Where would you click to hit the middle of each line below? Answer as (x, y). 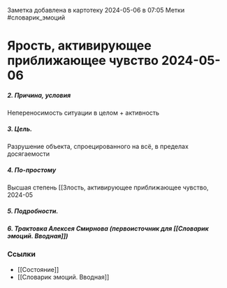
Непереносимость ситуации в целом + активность (83, 113)
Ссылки (22, 254)
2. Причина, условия (39, 95)
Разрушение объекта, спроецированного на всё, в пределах (98, 147)
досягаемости (29, 154)
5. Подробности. (33, 211)
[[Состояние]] (38, 269)
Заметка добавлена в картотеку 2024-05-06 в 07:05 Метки (96, 10)
